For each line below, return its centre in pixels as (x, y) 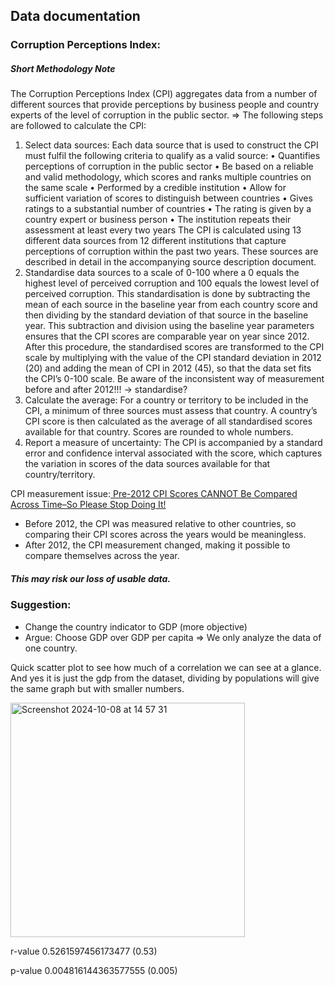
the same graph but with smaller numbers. (97, 688)
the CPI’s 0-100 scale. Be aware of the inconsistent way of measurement (174, 379)
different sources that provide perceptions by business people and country (165, 105)
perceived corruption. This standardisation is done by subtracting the (167, 294)
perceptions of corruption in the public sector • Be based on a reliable (169, 166)
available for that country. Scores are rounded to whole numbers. (159, 432)
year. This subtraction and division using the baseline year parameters (169, 326)
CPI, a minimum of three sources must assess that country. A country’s (171, 411)
